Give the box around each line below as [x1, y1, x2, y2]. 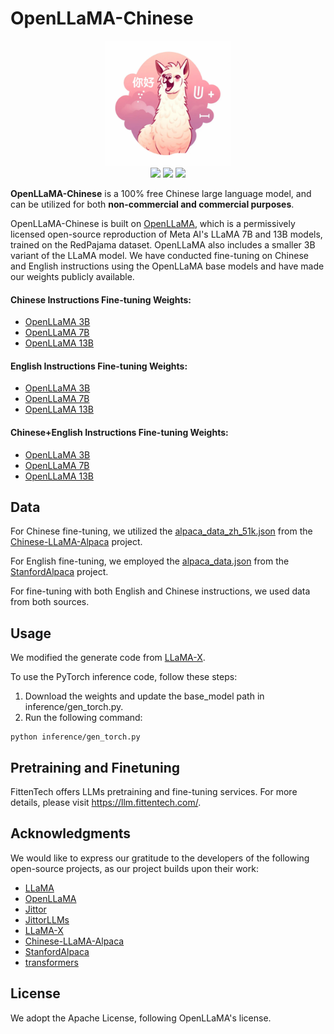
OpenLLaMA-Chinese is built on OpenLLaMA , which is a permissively [10, 217, 296, 229]
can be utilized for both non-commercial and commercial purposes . [10, 198, 295, 210]
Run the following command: [24, 712, 143, 724]
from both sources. [10, 596, 90, 608]
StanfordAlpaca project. [10, 566, 109, 578]
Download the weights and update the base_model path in [24, 690, 265, 702]
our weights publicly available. [10, 270, 135, 282]
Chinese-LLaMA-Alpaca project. [10, 536, 143, 548]
